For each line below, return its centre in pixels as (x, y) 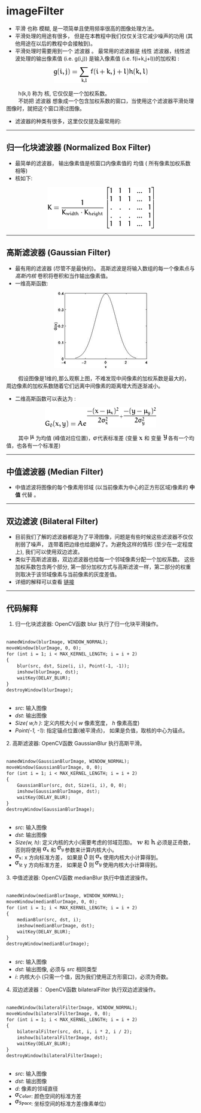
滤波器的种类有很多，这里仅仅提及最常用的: (68, 121)
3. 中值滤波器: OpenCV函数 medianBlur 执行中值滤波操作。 (79, 878)
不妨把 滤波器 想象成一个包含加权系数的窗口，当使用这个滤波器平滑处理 (106, 101)
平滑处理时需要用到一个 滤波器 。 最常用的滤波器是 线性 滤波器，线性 (100, 51)
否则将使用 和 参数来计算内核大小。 (66, 850)
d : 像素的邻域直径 (36, 1089)
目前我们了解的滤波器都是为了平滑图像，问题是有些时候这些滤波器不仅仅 (104, 537)
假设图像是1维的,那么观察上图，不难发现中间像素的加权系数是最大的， (103, 378)
